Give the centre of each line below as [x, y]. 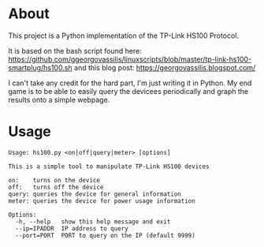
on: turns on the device [54, 180]
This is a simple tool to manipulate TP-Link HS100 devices [109, 167]
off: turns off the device [56, 187]
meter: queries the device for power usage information [102, 201]
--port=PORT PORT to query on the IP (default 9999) [105, 235]
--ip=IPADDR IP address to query [72, 228]
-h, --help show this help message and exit [93, 222]
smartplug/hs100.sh [40, 67]
